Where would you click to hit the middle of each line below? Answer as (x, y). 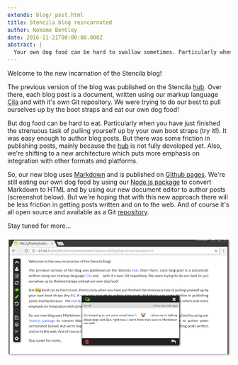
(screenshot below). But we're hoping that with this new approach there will (118, 197)
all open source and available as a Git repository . (78, 212)
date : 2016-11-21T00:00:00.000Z (55, 37)
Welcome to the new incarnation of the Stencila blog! (85, 73)
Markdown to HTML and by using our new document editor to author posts (117, 190)
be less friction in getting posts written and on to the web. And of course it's (118, 204)
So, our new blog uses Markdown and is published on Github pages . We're (116, 174)
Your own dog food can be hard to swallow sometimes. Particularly (115, 52)
